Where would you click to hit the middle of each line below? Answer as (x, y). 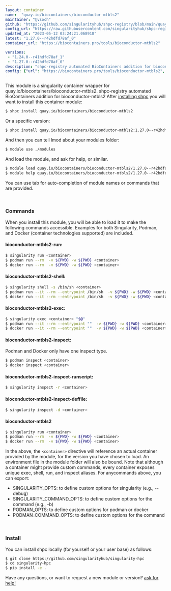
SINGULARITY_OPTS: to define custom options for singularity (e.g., (83, 488)
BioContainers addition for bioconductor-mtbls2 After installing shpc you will (85, 97)
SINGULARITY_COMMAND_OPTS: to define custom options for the (82, 499)
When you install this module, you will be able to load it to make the (76, 222)
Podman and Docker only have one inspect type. (56, 351)
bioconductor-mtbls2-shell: (35, 276)
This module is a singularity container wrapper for (58, 86)
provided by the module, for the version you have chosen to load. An (77, 457)
